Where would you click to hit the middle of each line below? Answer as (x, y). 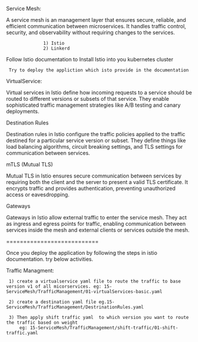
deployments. (23, 111)
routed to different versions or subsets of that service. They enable (88, 99)
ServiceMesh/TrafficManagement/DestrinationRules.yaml (75, 307)
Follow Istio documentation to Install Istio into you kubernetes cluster (90, 59)
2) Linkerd (56, 48)
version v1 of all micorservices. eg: (54, 287)
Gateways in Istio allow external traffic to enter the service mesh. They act (97, 217)
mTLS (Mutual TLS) (30, 164)
